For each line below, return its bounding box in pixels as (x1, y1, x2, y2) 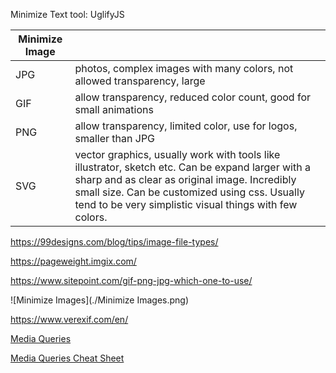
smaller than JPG (74, 132, 156, 145)
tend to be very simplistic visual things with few (74, 198, 298, 211)
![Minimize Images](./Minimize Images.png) (10, 294, 189, 306)
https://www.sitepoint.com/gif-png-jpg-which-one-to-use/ (10, 275, 253, 286)
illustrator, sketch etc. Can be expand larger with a (74, 160, 311, 174)
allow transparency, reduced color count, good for (74, 90, 312, 104)
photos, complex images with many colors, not (74, 62, 294, 75)
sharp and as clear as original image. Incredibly (74, 173, 297, 186)
